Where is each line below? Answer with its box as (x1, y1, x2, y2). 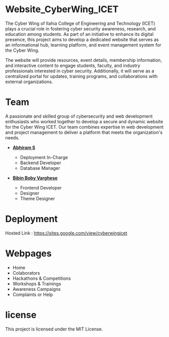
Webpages (5, 248, 52, 259)
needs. (5, 134, 20, 140)
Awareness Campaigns (12, 286, 61, 292)
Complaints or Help (12, 291, 53, 297)
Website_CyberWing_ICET (5, 4, 119, 15)
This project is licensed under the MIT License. (5, 326, 103, 332)
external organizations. (5, 79, 53, 85)
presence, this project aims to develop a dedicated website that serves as (5, 36, 159, 43)
